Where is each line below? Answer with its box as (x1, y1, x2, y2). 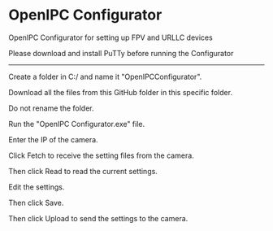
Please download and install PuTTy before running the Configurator (8, 48, 234, 58)
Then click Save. (8, 198, 64, 207)
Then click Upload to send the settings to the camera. (8, 213, 188, 223)
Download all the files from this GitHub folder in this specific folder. (8, 87, 233, 97)
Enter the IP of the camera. (8, 134, 99, 144)
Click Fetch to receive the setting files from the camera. (8, 150, 195, 160)
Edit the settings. (8, 181, 65, 192)
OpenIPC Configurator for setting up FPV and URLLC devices (8, 33, 213, 42)
